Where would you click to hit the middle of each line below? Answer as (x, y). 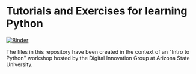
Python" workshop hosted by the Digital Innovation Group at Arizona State (98, 58)
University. (20, 64)
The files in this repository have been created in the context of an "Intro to (98, 51)
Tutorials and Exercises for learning (97, 11)
